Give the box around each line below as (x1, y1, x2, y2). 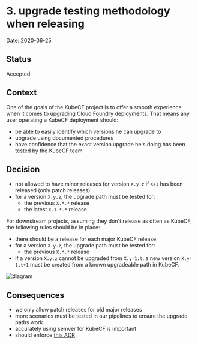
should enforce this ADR (14, 331, 76, 339)
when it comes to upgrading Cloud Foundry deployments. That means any (6, 110, 190, 117)
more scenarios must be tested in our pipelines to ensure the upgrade (14, 312, 188, 319)
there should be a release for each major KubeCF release (14, 235, 157, 243)
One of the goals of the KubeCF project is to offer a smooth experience (6, 103, 182, 110)
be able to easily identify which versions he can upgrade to (14, 128, 161, 135)
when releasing (6, 17, 85, 31)
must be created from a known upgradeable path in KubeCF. (29, 261, 180, 268)
